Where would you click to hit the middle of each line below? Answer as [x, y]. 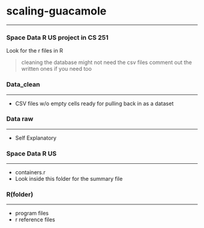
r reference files [35, 220]
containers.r [30, 172]
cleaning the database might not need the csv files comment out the [107, 62]
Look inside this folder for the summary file [69, 179]
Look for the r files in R [35, 51]
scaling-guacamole [56, 11]
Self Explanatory [36, 138]
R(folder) [20, 195]
